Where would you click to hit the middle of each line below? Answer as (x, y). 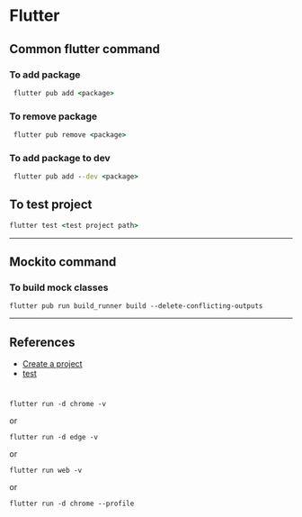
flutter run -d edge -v (54, 438)
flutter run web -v (46, 471)
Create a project (52, 364)
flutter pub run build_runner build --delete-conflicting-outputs (136, 306)
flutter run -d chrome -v (58, 404)
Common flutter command (84, 49)
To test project (51, 205)
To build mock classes (59, 287)
